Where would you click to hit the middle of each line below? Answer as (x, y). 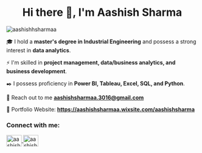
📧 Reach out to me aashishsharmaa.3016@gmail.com (75, 98)
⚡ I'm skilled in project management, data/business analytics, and (91, 62)
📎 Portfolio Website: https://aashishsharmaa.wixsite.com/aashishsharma (101, 109)
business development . (37, 71)
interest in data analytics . (39, 50)
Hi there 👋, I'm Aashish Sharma (102, 12)
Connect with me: (33, 125)
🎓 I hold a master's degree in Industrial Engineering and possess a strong (101, 41)
